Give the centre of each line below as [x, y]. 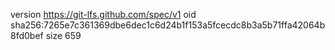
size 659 [63, 35]
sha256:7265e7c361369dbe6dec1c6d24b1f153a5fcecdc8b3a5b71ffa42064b [168, 25]
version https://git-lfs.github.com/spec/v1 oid [103, 14]
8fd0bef [27, 35]
